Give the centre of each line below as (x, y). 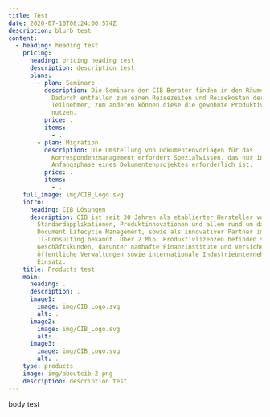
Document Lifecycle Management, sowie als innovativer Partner (145, 232)
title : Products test (59, 269)
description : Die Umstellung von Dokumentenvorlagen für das (148, 150)
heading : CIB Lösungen (67, 209)
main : (32, 277)
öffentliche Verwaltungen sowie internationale (118, 254)
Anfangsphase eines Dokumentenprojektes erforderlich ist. (152, 165)
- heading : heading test (57, 46)
